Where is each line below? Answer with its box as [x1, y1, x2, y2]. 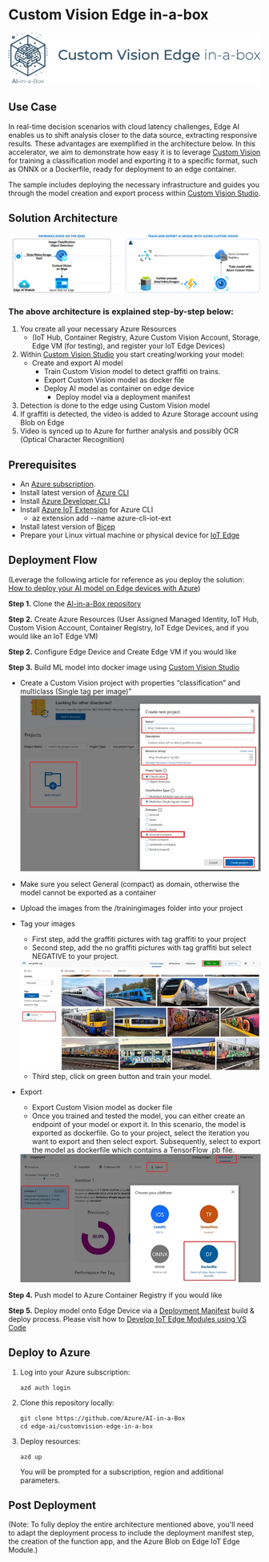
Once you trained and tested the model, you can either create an [31, 1111, 246, 1121]
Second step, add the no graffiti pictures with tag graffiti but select [31, 943, 252, 952]
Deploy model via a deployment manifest [55, 393, 191, 402]
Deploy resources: [19, 1436, 81, 1446]
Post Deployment [8, 1498, 96, 1512]
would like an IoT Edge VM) [8, 631, 98, 641]
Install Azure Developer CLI [19, 497, 110, 506]
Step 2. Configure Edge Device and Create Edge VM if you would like [8, 646, 237, 656]
